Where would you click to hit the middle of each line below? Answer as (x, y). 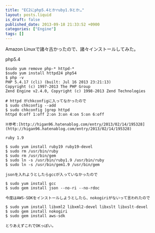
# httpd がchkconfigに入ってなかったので (46, 101)
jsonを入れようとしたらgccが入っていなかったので (52, 175)
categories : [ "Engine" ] (31, 29)
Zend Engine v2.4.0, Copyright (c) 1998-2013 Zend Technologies (75, 91)
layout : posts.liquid (28, 15)
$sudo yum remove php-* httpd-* (40, 69)
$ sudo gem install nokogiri (36, 211)
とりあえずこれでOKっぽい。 (31, 226)
